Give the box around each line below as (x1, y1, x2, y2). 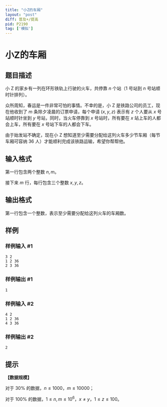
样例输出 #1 (5, 276, 33, 283)
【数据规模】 (5, 374, 32, 381)
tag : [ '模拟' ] (5, 26, 34, 31)
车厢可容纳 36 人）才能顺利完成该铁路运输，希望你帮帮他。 (5, 138, 128, 144)
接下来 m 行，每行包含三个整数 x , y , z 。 (5, 180, 87, 186)
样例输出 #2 (5, 333, 34, 340)
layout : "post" (5, 12, 37, 17)
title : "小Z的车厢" (5, 7, 43, 13)
